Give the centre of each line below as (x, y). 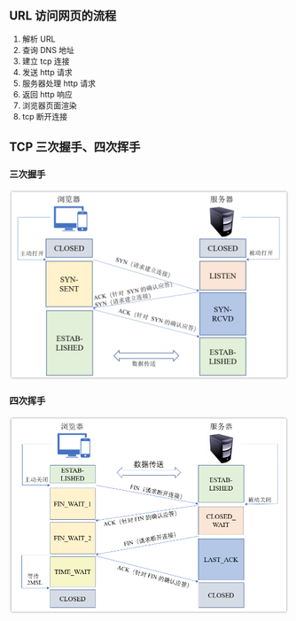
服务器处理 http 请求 (58, 83)
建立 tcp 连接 (46, 61)
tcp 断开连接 (45, 116)
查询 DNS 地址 (48, 50)
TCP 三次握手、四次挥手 (75, 147)
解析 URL (39, 39)
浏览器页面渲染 (49, 105)
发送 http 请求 (47, 72)
